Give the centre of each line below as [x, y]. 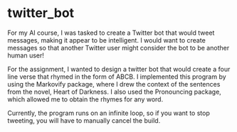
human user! [26, 55]
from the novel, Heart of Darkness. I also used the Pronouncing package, [115, 92]
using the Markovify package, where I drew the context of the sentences [114, 84]
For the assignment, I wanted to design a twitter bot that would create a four [119, 69]
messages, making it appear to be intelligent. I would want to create [107, 40]
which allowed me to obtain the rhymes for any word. [85, 99]
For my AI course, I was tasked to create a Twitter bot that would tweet [111, 33]
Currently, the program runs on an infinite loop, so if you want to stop [109, 113]
